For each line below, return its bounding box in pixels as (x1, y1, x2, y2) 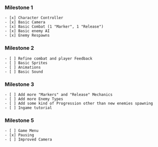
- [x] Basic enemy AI (5, 29, 50, 34)
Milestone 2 (5, 45, 34, 52)
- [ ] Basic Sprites (5, 60, 48, 65)
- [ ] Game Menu (5, 128, 39, 133)
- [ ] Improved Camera (5, 137, 52, 142)
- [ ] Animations (5, 65, 41, 70)
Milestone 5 (5, 117, 34, 124)
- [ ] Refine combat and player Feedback (5, 56, 93, 61)
